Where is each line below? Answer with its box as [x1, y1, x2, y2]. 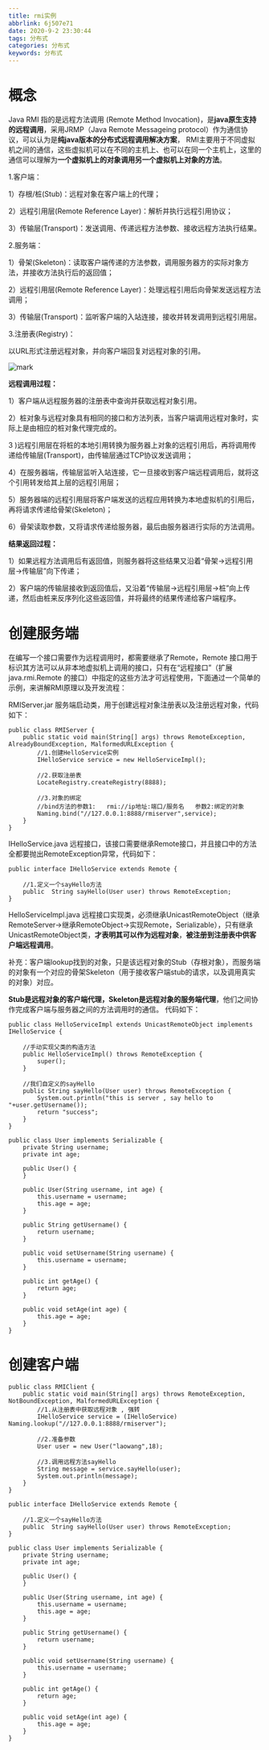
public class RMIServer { [8, 726, 95, 734]
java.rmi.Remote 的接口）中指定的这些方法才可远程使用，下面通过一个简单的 [8, 672, 261, 682]
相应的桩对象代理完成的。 [35, 423, 121, 432]
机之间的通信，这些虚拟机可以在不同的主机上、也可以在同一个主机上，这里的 [8, 144, 262, 154]
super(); [37, 1057, 67, 1065]
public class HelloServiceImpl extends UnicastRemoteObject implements [8, 1020, 253, 1028]
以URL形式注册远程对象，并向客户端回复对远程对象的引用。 [8, 345, 206, 355]
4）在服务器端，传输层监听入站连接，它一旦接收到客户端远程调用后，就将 [8, 467, 253, 477]
